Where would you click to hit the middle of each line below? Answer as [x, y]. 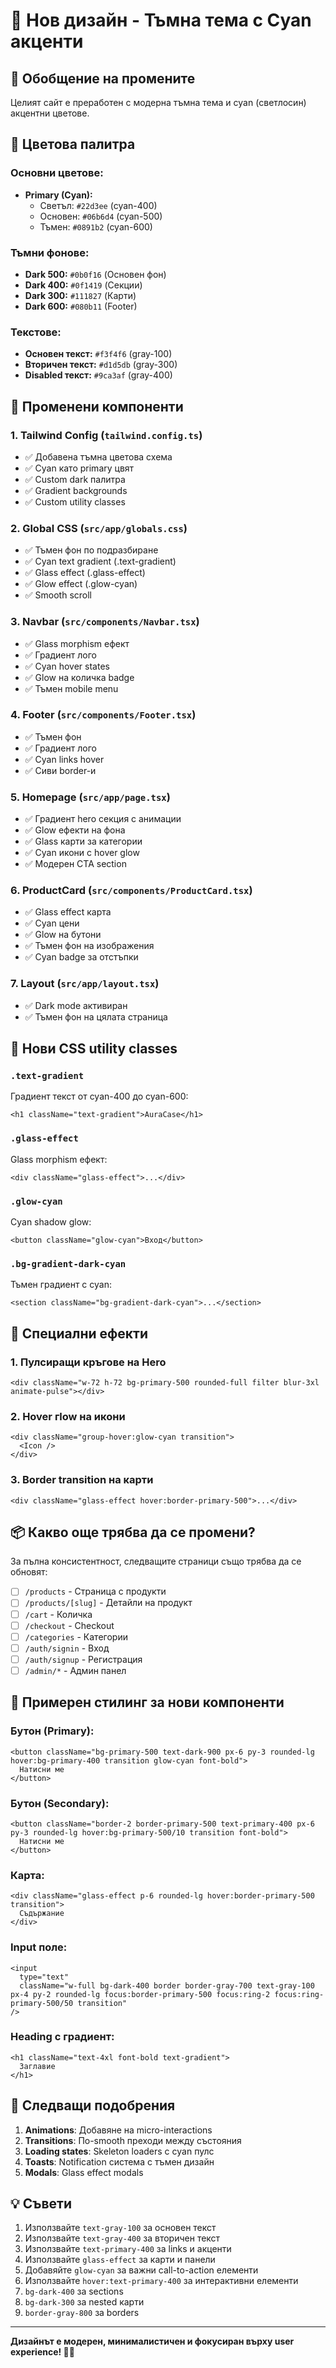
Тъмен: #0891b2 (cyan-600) [96, 226]
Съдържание [42, 1914]
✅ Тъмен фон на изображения [89, 946]
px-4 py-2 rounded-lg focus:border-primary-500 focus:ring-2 [140, 1994]
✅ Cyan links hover [64, 759]
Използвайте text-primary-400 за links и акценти [128, 2249]
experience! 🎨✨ [42, 2352]
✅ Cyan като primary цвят [79, 468]
